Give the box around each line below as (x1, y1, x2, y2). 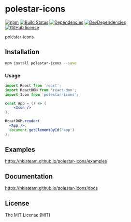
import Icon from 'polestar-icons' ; (5, 92, 79, 97)
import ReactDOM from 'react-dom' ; (5, 88, 77, 92)
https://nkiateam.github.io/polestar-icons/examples (5, 158, 107, 164)
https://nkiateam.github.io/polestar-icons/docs (5, 185, 98, 191)
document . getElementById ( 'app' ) (9, 127, 75, 133)
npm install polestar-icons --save (5, 60, 77, 66)
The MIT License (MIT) (5, 212, 51, 218)
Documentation (5, 172, 53, 180)
